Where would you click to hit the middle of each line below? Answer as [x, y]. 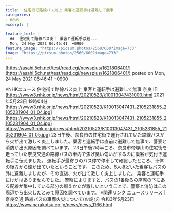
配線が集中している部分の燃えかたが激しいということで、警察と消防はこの [88, 186]
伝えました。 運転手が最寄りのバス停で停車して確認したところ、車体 [91, 160]
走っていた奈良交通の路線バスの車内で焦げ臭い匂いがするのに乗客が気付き [84, 154]
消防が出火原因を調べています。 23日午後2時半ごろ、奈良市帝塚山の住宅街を [86, 147]
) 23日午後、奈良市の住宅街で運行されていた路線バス [104, 134]
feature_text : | [23, 34]
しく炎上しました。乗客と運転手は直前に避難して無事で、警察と [100, 141]
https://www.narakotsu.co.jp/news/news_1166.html [59, 205]
